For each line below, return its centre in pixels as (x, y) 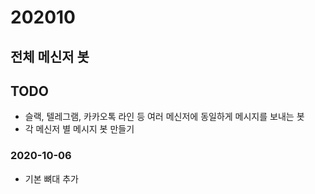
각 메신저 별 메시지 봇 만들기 (79, 129)
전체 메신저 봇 (50, 56)
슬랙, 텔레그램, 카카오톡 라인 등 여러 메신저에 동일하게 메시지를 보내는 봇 (164, 117)
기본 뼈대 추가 (51, 178)
